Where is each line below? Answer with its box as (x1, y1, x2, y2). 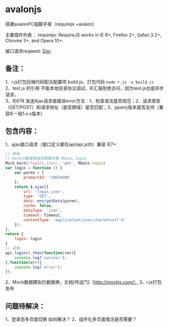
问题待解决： (5, 302, 46, 310)
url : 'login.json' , (23, 189, 65, 194)
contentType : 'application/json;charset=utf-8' (23, 217, 126, 222)
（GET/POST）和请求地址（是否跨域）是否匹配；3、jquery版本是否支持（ (5, 104, 159, 110)
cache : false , (23, 203, 53, 209)
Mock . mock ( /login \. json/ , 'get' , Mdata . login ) (5, 161, 106, 166)
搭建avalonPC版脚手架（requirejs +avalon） (5, 21, 97, 27)
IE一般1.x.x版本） (9, 110, 46, 116)
